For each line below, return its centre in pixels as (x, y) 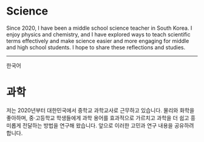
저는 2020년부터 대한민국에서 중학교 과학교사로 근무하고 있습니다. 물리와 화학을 (100, 110)
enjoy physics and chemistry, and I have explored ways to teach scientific (98, 34)
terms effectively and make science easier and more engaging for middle (98, 41)
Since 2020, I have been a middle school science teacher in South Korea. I (99, 28)
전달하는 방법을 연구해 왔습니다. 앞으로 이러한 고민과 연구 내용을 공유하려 (108, 125)
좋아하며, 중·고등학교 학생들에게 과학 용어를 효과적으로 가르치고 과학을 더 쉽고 (98, 118)
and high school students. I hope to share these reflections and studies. (96, 47)
